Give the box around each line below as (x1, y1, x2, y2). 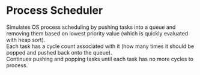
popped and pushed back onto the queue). (6, 49, 112, 56)
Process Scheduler (6, 4, 103, 17)
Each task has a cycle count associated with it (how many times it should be (6, 43, 195, 50)
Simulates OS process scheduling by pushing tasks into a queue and (6, 23, 176, 31)
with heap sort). (6, 36, 46, 43)
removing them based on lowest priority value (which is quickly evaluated (6, 29, 189, 37)
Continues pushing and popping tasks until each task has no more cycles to (6, 55, 194, 62)
